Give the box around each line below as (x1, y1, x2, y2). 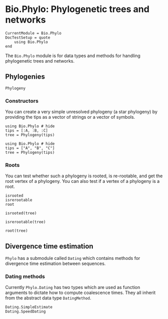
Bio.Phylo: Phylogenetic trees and (5, 4, 149, 15)
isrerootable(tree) (5, 219, 46, 225)
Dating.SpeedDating (5, 309, 46, 314)
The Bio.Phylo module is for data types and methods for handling (5, 53, 140, 59)
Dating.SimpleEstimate (5, 304, 53, 310)
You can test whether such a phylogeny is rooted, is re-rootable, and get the (5, 173, 163, 179)
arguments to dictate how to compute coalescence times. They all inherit (5, 289, 156, 296)
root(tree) (5, 228, 28, 233)
